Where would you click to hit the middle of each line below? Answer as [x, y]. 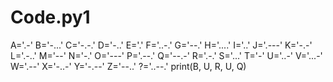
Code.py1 [50, 17]
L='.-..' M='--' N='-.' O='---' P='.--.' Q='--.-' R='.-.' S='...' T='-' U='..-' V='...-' [166, 55]
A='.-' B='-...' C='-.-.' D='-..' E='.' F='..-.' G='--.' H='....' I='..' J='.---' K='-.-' [161, 45]
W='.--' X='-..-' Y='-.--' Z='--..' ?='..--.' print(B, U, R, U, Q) [128, 66]
